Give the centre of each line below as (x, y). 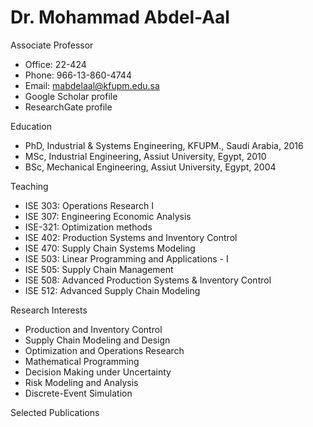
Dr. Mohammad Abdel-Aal (120, 17)
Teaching (29, 186)
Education (31, 126)
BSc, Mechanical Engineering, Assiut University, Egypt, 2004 (150, 167)
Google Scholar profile (71, 96)
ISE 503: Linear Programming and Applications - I (126, 258)
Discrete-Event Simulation (78, 393)
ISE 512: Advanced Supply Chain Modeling (112, 290)
